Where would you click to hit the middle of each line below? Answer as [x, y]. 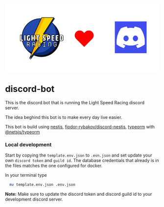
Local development [28, 144]
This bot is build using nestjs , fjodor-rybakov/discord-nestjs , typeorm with [80, 127]
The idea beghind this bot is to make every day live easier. [64, 117]
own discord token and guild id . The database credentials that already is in [82, 161]
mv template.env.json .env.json [43, 185]
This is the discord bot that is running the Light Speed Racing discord [75, 102]
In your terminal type [26, 175]
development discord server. [34, 199]
